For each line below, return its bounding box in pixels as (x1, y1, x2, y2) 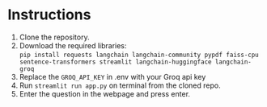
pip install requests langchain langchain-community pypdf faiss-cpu (19, 51, 260, 59)
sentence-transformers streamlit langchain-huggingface (19, 58, 212, 66)
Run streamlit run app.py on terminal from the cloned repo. (19, 80, 221, 90)
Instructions (7, 6, 91, 24)
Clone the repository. (19, 32, 90, 42)
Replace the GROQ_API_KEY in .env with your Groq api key (19, 72, 206, 81)
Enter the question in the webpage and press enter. (19, 88, 191, 98)
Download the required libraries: (19, 40, 127, 50)
